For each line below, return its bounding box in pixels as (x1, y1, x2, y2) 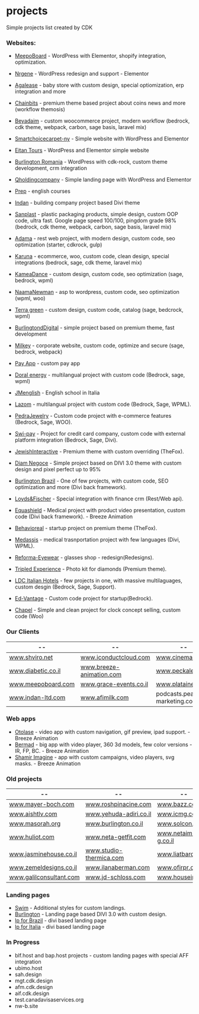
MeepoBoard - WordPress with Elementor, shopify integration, (14, 52, 167, 60)
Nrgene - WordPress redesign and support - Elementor (14, 70, 149, 77)
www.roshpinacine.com (85, 800, 152, 809)
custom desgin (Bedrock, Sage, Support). (14, 583, 117, 590)
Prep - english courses (14, 187, 71, 195)
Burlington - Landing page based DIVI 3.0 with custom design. (14, 910, 167, 918)
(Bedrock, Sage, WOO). (14, 418, 72, 426)
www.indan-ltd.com (9, 693, 66, 702)
